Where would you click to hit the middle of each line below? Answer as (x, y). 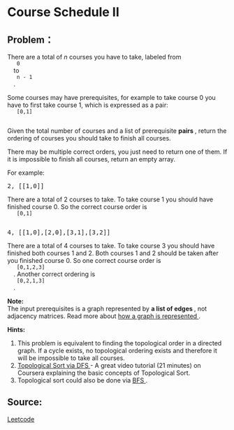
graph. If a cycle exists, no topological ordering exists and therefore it (117, 351)
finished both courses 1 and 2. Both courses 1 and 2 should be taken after (113, 253)
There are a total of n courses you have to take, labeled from (94, 57)
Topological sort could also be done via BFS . (82, 380)
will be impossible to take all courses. (71, 358)
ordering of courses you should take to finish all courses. (89, 138)
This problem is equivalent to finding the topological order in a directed (119, 343)
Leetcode (21, 419)
